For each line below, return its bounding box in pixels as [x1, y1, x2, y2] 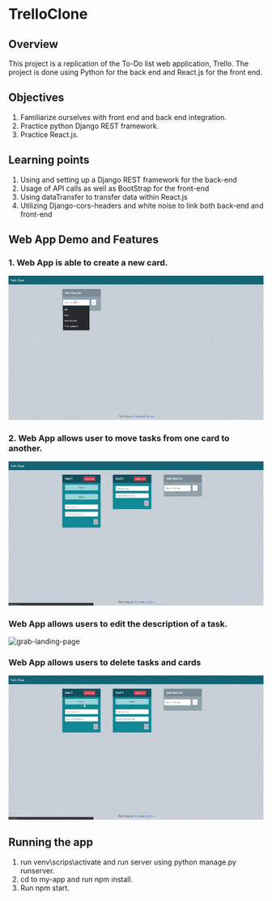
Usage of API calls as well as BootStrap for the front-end [19, 183, 210, 193]
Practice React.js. [19, 129, 79, 139]
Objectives [8, 91, 65, 105]
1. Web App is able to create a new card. [8, 257, 168, 268]
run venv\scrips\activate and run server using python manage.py [19, 857, 237, 867]
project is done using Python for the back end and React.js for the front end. [8, 67, 263, 77]
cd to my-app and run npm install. [19, 874, 134, 884]
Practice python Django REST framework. [19, 121, 159, 131]
